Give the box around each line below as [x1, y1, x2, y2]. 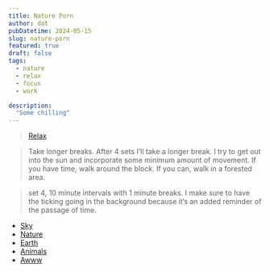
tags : [8, 57, 27, 65]
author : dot [8, 19, 48, 27]
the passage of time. [27, 205, 97, 215]
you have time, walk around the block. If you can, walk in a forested [27, 164, 252, 174]
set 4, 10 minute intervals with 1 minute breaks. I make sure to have [27, 188, 251, 198]
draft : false [8, 49, 52, 57]
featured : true [8, 42, 60, 50]
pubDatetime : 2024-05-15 [8, 27, 92, 35]
